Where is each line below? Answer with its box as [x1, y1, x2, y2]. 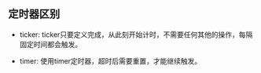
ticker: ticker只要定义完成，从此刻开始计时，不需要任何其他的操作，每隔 [19, 30, 253, 39]
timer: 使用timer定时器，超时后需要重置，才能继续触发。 [19, 56, 202, 65]
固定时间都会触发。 [19, 39, 83, 49]
